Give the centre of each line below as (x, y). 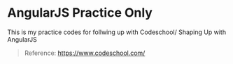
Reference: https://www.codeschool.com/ (85, 53)
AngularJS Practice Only (80, 13)
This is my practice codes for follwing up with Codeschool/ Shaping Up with (116, 32)
